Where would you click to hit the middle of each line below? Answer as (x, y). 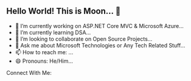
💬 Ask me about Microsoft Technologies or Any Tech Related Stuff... (100, 45)
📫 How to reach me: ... (44, 52)
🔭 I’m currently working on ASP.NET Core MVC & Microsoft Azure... (99, 26)
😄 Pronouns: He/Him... (44, 61)
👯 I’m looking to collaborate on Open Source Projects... (84, 39)
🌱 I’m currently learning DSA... (53, 32)
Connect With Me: (29, 72)
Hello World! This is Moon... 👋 (64, 11)
